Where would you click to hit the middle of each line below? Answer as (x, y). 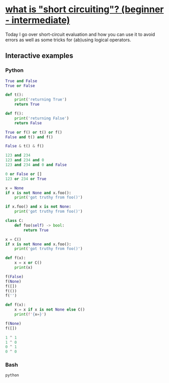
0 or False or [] (24, 174)
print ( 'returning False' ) (42, 118)
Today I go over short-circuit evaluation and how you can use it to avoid (80, 34)
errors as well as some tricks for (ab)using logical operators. (68, 40)
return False (28, 123)
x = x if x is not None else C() (50, 310)
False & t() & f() (25, 146)
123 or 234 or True (26, 179)
